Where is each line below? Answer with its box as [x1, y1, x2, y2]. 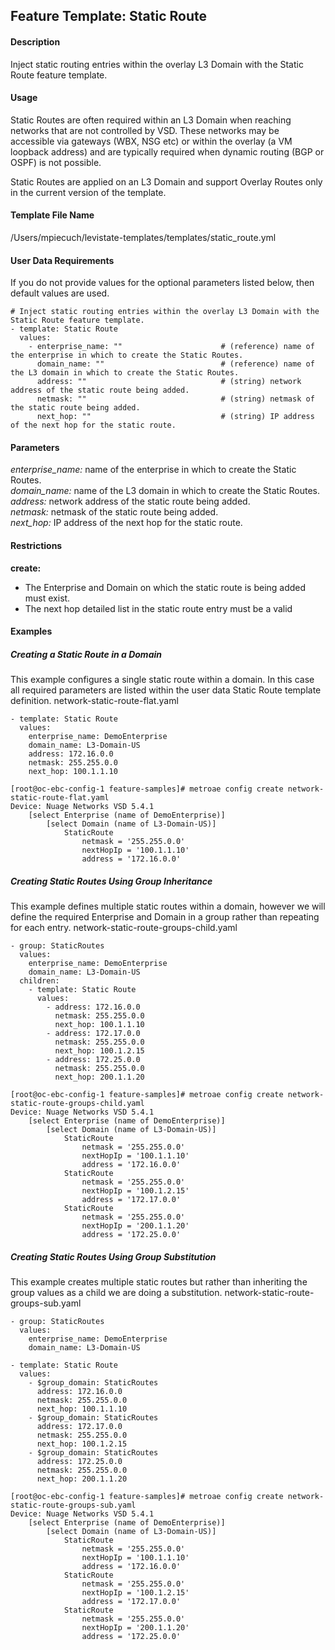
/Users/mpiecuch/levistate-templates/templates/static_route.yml [10, 232, 277, 243]
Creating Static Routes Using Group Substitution [10, 1250, 217, 1263]
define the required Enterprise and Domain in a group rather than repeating [10, 911, 320, 923]
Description [10, 35, 61, 48]
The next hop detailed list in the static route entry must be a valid [24, 602, 293, 614]
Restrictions [10, 540, 63, 551]
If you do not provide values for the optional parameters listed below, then [10, 277, 315, 289]
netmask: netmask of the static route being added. [10, 506, 219, 518]
